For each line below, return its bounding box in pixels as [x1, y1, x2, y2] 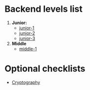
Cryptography [11, 79, 40, 85]
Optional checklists [4, 63, 86, 74]
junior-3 [19, 35, 35, 41]
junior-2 [19, 30, 35, 36]
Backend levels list [4, 3, 83, 15]
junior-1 [19, 25, 35, 30]
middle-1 [19, 46, 37, 52]
